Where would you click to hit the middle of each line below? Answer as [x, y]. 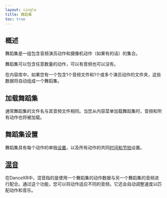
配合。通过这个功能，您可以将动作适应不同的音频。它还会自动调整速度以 [83, 184]
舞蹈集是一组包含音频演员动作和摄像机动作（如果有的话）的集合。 [73, 53]
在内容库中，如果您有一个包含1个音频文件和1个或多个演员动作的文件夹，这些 [83, 75]
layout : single [21, 10]
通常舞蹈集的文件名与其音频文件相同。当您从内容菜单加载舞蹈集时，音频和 [81, 111]
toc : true [15, 19]
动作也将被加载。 [27, 117]
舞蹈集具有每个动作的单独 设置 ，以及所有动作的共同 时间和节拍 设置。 [75, 147]
